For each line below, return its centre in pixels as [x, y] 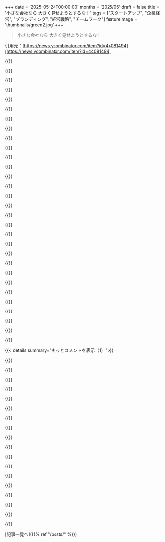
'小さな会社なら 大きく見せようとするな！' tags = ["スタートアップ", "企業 [80, 13]
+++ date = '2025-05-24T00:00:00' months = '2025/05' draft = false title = [82, 7]
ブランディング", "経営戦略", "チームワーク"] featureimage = [77, 19]
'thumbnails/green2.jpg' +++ [34, 25]
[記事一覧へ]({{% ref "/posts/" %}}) [41, 534]
